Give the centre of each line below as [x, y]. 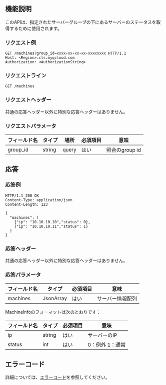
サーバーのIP [102, 335]
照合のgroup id [123, 150]
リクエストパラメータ [31, 126]
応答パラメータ [23, 275]
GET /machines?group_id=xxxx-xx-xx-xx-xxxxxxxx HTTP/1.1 [66, 53]
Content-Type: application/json [39, 200]
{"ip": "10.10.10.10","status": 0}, [52, 222]
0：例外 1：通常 [106, 345]
